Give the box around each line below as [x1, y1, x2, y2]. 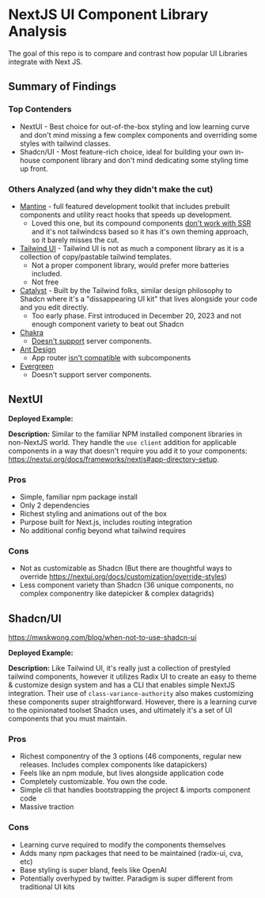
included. [31, 268, 62, 278]
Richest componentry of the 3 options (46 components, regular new [19, 752, 242, 761]
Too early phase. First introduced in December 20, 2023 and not [31, 310, 242, 320]
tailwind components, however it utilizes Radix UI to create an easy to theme [8, 672, 257, 682]
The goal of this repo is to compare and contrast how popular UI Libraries [8, 48, 248, 58]
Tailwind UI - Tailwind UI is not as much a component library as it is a [19, 243, 244, 253]
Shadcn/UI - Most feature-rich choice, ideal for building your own [19, 146, 233, 156]
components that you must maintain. [8, 714, 127, 724]
